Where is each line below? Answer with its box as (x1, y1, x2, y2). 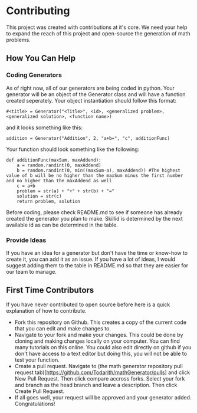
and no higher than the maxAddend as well (6, 178, 112, 183)
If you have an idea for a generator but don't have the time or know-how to (6, 249, 188, 256)
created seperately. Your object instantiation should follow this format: (6, 97, 177, 104)
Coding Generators (6, 71, 62, 79)
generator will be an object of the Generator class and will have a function (6, 90, 186, 98)
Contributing (6, 4, 70, 18)
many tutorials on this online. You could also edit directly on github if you (14, 343, 192, 350)
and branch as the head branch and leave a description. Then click (14, 381, 178, 388)
